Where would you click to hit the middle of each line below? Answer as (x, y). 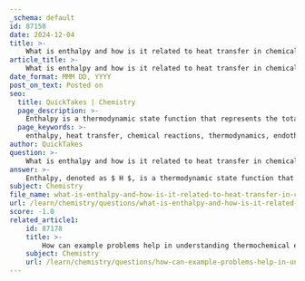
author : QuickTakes (46, 144)
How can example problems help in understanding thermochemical (166, 246)
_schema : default (42, 18)
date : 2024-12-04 (42, 34)
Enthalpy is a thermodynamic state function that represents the (152, 119)
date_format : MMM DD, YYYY (60, 77)
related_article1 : (44, 220)
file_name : (30, 195)
